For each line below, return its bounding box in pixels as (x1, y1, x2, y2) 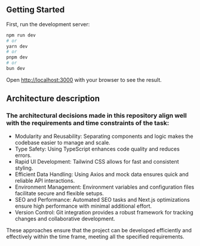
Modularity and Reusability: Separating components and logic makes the (14, 133, 194, 140)
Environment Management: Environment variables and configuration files (14, 183, 195, 190)
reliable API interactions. (14, 177, 75, 184)
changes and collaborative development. (14, 215, 115, 222)
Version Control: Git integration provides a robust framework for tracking (14, 208, 193, 216)
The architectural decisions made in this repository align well (6, 112, 187, 120)
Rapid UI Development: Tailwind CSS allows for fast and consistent (14, 158, 179, 165)
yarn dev (6, 43, 28, 50)
